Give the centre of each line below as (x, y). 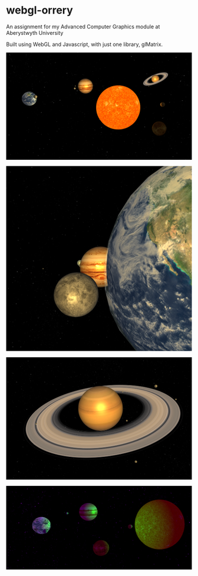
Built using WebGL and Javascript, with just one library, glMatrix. (85, 44)
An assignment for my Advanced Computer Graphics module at (83, 27)
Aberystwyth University (35, 32)
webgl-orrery (40, 10)
